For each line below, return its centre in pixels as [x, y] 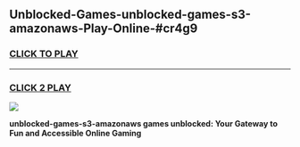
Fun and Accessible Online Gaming [75, 133]
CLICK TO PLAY [44, 54]
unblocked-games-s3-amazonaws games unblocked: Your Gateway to [144, 123]
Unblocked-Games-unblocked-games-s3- [130, 15]
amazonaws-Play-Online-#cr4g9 [104, 29]
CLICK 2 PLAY [40, 87]
